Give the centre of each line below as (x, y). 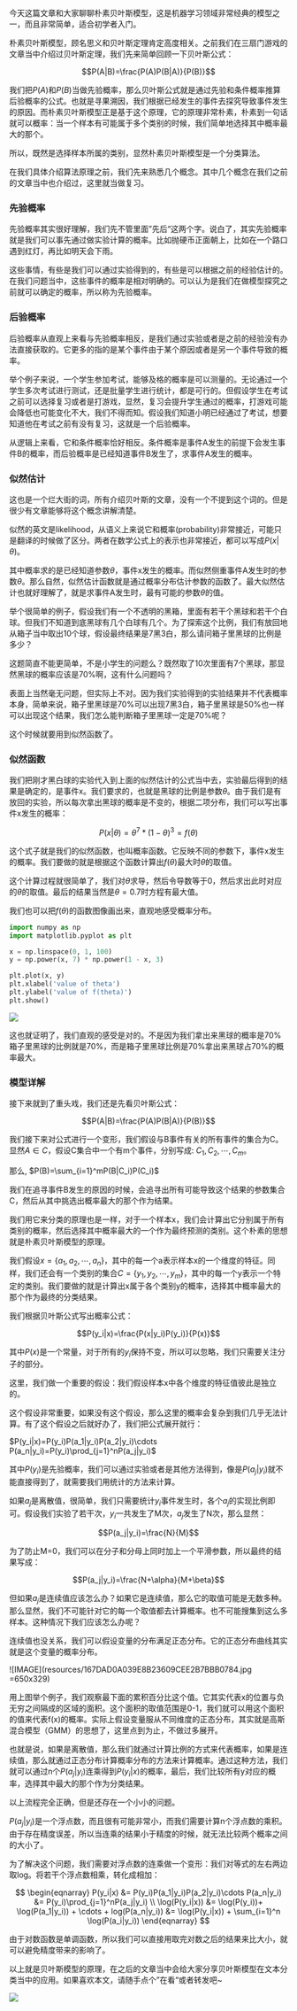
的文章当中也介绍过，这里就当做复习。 (79, 183)
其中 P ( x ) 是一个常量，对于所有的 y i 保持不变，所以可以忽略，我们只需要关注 (144, 1353)
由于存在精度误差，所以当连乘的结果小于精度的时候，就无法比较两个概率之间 (148, 1834)
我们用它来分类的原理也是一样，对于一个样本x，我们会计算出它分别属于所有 (147, 1219)
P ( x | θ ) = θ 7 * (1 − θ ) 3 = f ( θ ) (148, 832)
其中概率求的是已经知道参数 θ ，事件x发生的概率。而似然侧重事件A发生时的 (145, 570)
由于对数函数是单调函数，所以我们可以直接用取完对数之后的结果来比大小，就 (148, 1939)
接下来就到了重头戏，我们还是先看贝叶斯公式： (94, 1103)
